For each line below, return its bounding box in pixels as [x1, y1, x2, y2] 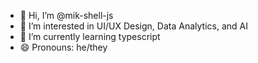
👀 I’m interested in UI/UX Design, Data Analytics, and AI [19, 20, 248, 32]
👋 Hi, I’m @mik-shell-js [19, 10, 114, 21]
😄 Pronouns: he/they [19, 41, 108, 53]
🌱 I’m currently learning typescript [19, 31, 161, 42]
